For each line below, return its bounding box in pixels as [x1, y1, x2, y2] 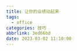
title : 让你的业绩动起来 [6, 8, 60, 15]
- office [11, 19, 33, 25]
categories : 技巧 [6, 25, 47, 31]
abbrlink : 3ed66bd [6, 30, 51, 36]
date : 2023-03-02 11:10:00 [6, 36, 72, 42]
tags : [6, 14, 19, 20]
